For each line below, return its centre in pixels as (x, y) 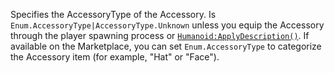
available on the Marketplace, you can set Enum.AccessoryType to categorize (166, 46)
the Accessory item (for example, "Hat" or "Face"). (115, 57)
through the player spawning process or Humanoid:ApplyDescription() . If (160, 35)
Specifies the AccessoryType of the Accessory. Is (113, 14)
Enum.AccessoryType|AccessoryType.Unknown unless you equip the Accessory (167, 25)
